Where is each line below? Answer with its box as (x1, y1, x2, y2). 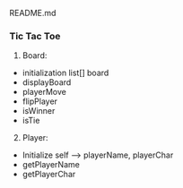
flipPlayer (22, 96, 58, 107)
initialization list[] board (22, 67, 109, 79)
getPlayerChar (22, 169, 76, 180)
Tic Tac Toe (9, 30, 61, 42)
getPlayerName (22, 159, 81, 170)
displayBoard (22, 77, 72, 88)
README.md (9, 8, 57, 18)
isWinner (22, 106, 56, 116)
